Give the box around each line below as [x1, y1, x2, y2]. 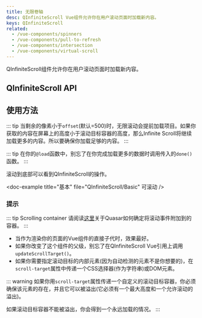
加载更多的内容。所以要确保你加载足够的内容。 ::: [6, 137, 129, 145]
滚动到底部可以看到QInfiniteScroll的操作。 [6, 170, 110, 178]
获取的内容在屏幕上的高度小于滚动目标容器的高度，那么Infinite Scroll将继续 [6, 129, 192, 137]
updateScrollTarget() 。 [14, 250, 75, 257]
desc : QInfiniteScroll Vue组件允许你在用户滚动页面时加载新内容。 [6, 14, 159, 20]
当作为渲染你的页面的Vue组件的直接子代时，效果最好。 [14, 235, 152, 242]
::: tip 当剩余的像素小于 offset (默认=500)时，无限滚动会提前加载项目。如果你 [6, 122, 196, 129]
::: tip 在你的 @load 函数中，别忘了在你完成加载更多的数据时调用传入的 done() [6, 150, 193, 157]
